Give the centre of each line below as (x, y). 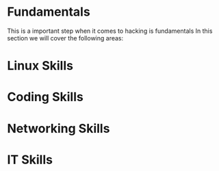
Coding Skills (45, 97)
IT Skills (30, 160)
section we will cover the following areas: (65, 38)
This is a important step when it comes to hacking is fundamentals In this (110, 31)
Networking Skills (59, 128)
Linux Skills (40, 66)
